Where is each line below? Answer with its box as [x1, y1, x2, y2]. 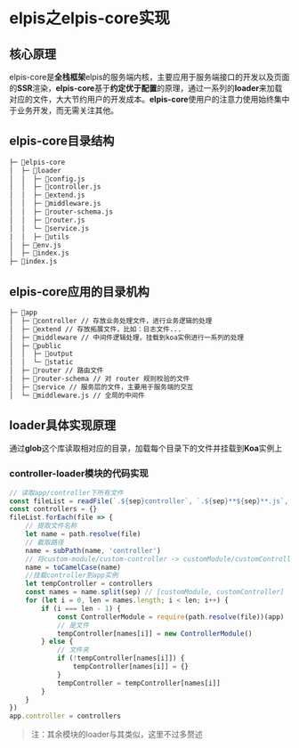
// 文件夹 [56, 646, 90, 654]
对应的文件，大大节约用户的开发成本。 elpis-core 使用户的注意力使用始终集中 [9, 94, 290, 104]
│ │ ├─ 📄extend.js [9, 191, 86, 200]
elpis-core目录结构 [9, 134, 115, 149]
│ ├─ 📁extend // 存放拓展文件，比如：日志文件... [9, 324, 182, 334]
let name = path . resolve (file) [25, 530, 141, 539]
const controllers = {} [9, 505, 98, 514]
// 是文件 [56, 621, 90, 630]
